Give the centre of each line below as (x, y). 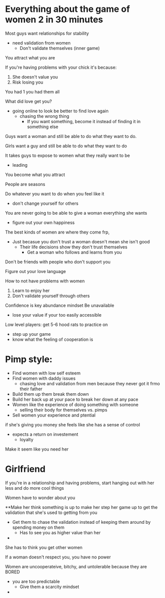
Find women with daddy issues (44, 378)
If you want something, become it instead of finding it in (84, 121)
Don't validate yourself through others (51, 296)
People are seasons (25, 184)
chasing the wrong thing (44, 116)
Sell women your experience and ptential (54, 415)
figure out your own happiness (43, 222)
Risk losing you (28, 82)
